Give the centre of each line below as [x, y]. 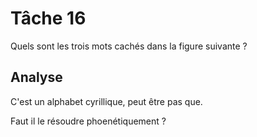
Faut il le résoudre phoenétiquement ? [88, 121]
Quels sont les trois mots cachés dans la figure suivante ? [129, 46]
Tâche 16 [48, 18]
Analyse [36, 77]
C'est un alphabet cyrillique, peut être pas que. [106, 101]
